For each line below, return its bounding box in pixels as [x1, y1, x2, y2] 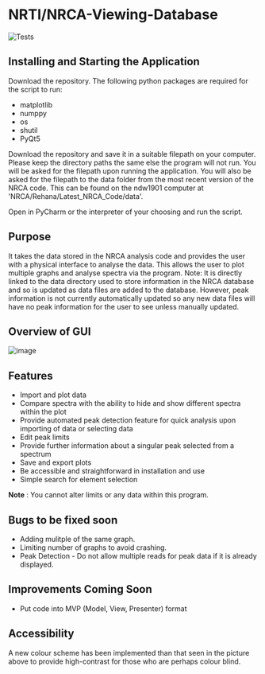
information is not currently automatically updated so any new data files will [8, 293, 255, 303]
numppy [19, 108, 48, 118]
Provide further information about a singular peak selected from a [19, 441, 235, 450]
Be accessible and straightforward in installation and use [19, 466, 205, 476]
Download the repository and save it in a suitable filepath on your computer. [8, 149, 256, 158]
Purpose [8, 230, 52, 243]
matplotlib [19, 99, 53, 109]
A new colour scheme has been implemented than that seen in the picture [8, 648, 250, 657]
